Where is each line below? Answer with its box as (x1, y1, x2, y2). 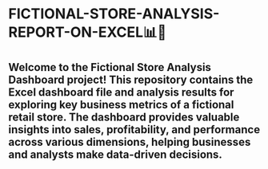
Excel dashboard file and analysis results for (8, 85, 234, 99)
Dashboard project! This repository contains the (8, 73, 254, 86)
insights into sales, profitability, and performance (8, 123, 261, 136)
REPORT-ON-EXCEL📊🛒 (8, 23, 167, 41)
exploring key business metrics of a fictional (8, 97, 234, 112)
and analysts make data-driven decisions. (8, 147, 222, 161)
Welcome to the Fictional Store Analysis (8, 61, 212, 74)
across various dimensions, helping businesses (8, 135, 251, 148)
